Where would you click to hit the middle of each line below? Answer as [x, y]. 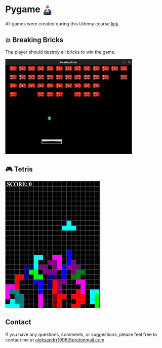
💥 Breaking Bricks [34, 40]
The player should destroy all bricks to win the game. [60, 52]
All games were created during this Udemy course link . [63, 24]
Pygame [23, 9]
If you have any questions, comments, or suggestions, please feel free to [81, 334]
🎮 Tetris [19, 169]
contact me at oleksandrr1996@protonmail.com [55, 340]
